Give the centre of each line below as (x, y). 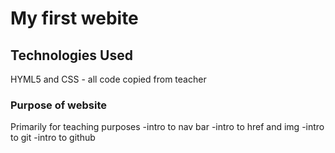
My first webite (74, 18)
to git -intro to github (53, 138)
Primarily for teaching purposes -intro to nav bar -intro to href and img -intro (167, 127)
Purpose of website (59, 105)
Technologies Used (71, 55)
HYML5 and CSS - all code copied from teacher (108, 79)
